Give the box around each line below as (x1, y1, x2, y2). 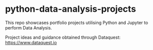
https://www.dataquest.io (5, 39, 57, 45)
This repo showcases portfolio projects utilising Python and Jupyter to (5, 20, 149, 25)
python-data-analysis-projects (5, 3, 136, 15)
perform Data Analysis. (5, 25, 52, 30)
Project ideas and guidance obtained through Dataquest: (5, 34, 121, 40)
